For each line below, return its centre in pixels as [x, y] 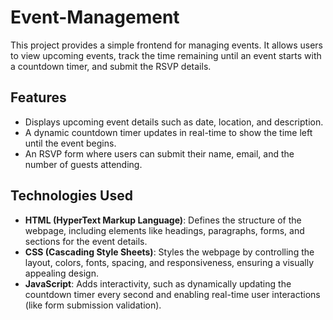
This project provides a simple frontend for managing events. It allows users [167, 45]
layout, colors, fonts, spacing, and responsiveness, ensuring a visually [169, 262]
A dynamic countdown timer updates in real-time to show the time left [168, 132]
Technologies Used [71, 196]
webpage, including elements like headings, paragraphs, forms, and [164, 230]
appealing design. [61, 273]
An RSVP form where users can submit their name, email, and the [159, 153]
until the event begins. [70, 143]
